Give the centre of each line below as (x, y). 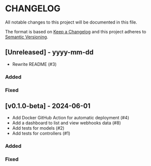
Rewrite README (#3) (34, 64)
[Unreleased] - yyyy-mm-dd (49, 52)
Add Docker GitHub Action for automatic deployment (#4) (71, 118)
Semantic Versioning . (27, 37)
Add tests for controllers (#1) (41, 134)
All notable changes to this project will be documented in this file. (71, 22)
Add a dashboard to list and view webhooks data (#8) (67, 123)
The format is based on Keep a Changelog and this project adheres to (76, 31)
